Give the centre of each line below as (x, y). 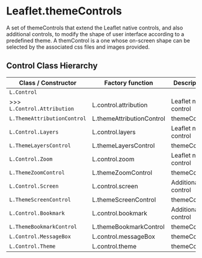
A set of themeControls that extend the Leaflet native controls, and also (95, 28)
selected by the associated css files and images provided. (78, 47)
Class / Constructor (48, 82)
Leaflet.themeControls (64, 11)
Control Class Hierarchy (52, 66)
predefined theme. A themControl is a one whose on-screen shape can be (98, 40)
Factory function (129, 82)
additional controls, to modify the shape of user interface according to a (95, 34)
